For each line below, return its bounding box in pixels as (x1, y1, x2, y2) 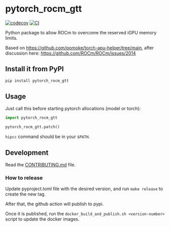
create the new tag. (5, 191, 46, 197)
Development (5, 148, 49, 157)
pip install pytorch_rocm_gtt (5, 78, 69, 83)
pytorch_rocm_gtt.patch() (5, 124, 60, 129)
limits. (5, 35, 18, 41)
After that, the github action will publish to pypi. (5, 201, 104, 207)
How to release (5, 174, 43, 181)
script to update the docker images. (5, 216, 80, 222)
